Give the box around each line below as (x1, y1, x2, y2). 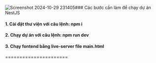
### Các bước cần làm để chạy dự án (75, 5, 152, 10)
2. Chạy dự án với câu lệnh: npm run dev (5, 32, 89, 38)
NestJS (5, 10, 20, 16)
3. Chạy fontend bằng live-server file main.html (5, 43, 104, 49)
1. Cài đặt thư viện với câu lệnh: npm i (5, 21, 83, 27)
